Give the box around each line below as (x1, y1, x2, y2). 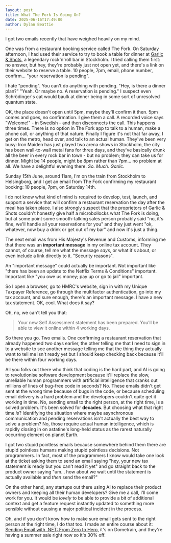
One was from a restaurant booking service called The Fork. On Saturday (5, 46, 159, 52)
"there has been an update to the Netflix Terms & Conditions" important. (5, 268, 157, 274)
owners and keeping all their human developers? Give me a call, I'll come (5, 489, 159, 496)
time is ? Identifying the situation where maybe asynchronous (5, 410, 134, 416)
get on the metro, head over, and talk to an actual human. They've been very (5, 136, 166, 142)
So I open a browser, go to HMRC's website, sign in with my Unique (5, 283, 147, 289)
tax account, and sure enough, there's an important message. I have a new (5, 295, 163, 301)
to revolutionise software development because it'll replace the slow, (5, 372, 150, 378)
